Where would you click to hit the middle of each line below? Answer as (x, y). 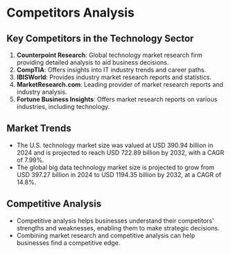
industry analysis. (42, 92)
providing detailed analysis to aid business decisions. (93, 62)
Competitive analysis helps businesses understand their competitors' (115, 221)
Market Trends (39, 129)
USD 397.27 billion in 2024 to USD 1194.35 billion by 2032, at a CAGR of (119, 174)
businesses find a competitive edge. (68, 243)
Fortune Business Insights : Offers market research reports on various (117, 99)
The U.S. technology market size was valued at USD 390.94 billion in (115, 145)
